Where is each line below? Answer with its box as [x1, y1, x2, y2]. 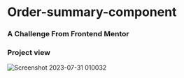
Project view [7, 48, 51, 58]
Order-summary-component [7, 4, 177, 20]
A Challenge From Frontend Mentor [7, 29, 129, 39]
